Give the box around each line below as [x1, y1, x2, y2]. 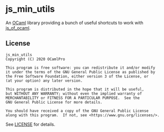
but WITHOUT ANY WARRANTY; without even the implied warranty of [5, 91, 142, 96]
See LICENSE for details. [5, 121, 55, 127]
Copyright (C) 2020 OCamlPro [5, 57, 65, 62]
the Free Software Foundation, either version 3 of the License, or [5, 74, 149, 79]
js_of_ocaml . [5, 25, 31, 31]
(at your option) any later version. [5, 78, 83, 83]
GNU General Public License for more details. [5, 99, 103, 104]
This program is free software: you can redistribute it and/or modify [5, 65, 155, 70]
